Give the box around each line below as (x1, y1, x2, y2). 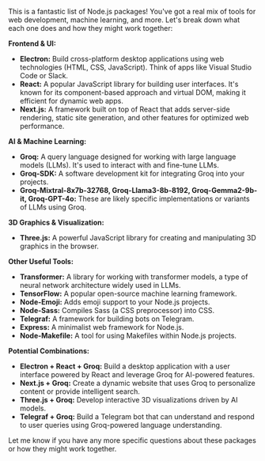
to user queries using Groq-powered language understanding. (19, 421, 222, 429)
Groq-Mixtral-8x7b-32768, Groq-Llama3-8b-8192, (19, 186, 191, 195)
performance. (19, 122, 65, 130)
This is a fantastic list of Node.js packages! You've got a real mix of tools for (8, 7, 256, 16)
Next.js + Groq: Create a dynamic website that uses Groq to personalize (19, 379, 256, 387)
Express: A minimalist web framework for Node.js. (19, 323, 184, 331)
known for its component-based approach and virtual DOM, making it (19, 88, 247, 97)
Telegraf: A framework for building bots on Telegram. (19, 314, 195, 323)
